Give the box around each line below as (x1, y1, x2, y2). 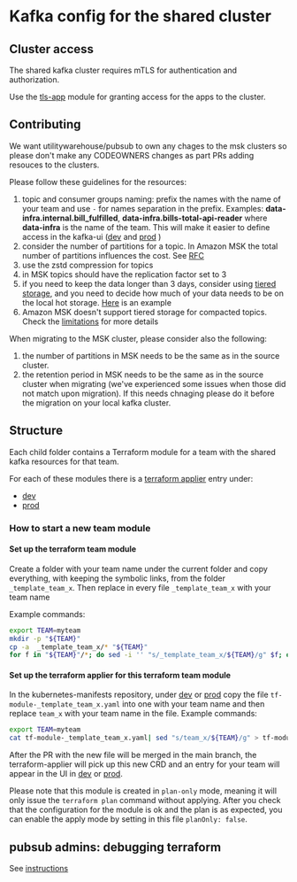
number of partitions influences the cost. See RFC (21, 250, 205, 260)
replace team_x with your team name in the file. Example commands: (9, 708, 258, 719)
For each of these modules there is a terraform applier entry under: (9, 473, 254, 484)
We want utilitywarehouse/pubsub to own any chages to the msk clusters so (9, 140, 287, 151)
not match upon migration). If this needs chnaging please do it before (21, 388, 275, 398)
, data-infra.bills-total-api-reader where (118, 213, 268, 223)
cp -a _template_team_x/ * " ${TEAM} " (9, 642, 148, 652)
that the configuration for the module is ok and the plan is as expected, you (9, 804, 283, 816)
